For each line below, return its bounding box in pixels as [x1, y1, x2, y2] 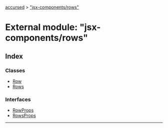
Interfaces [5, 96, 31, 103]
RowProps [12, 107, 34, 114]
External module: [5, 22, 78, 33]
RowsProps [12, 113, 36, 119]
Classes [5, 67, 25, 74]
